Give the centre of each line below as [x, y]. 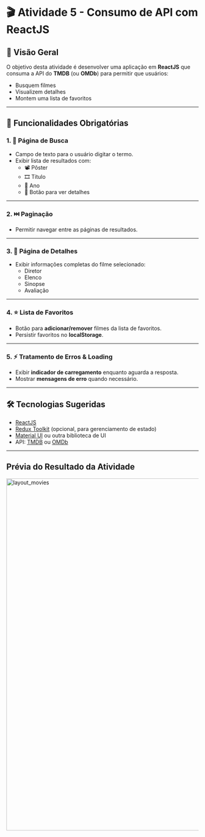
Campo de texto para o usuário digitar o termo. [74, 154]
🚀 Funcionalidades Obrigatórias [67, 123]
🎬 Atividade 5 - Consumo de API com [102, 13]
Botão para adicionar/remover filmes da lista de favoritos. [88, 328]
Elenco [33, 277]
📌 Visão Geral [33, 52]
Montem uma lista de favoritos [53, 98]
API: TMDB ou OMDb [41, 441]
